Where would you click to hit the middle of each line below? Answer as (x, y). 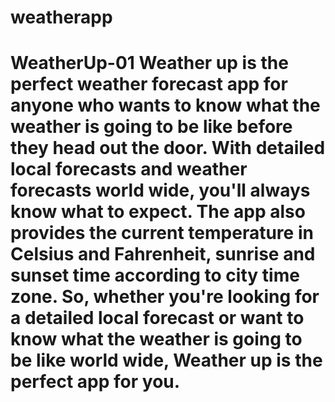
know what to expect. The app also (158, 212)
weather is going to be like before (151, 127)
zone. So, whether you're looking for (165, 297)
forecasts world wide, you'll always (160, 190)
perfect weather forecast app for (149, 84)
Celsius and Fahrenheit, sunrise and (163, 254)
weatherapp (61, 17)
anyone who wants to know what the (165, 105)
